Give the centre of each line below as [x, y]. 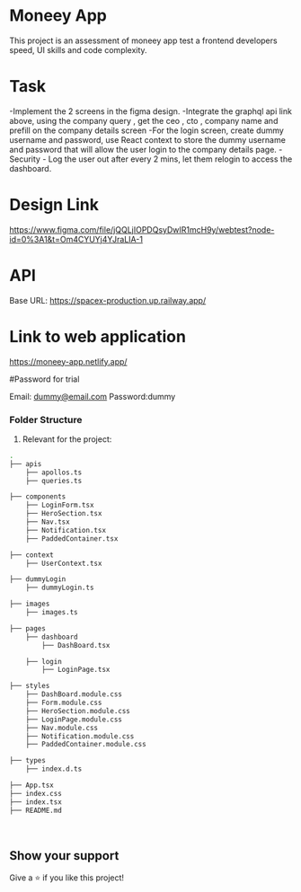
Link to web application [98, 336]
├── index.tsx [36, 802]
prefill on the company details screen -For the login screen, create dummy [147, 130]
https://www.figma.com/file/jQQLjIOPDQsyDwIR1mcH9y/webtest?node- [142, 229]
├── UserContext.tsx [64, 563]
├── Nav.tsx [48, 522]
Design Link [54, 205]
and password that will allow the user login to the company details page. [143, 149]
